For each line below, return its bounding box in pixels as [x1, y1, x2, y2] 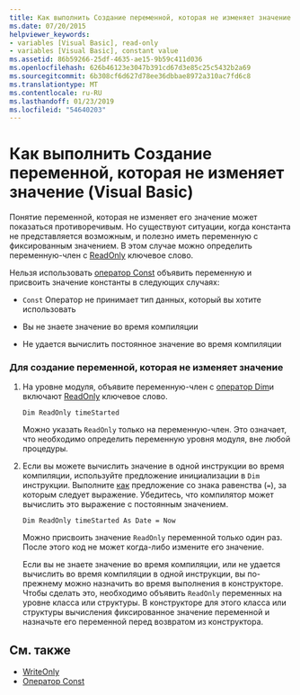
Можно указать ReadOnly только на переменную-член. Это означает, [22, 424, 287, 435]
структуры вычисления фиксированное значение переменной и [22, 607, 270, 618]
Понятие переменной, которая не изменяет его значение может [9, 212, 258, 223]
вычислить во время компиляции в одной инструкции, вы [22, 568, 245, 580]
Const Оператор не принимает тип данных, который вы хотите [22, 294, 262, 306]
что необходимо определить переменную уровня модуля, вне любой [22, 433, 291, 445]
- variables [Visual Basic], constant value [9, 47, 179, 56]
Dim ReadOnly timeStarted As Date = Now [22, 516, 176, 526]
